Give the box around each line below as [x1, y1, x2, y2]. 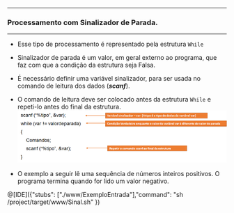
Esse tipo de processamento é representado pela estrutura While [17, 40, 204, 49]
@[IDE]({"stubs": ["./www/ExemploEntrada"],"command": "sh [7, 191, 183, 199]
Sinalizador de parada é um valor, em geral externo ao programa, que [17, 54, 217, 62]
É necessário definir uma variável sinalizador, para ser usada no [17, 74, 201, 83]
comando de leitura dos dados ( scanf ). [17, 81, 130, 90]
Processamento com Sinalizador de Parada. [7, 17, 158, 27]
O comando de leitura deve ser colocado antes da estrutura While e [17, 95, 211, 104]
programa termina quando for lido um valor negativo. [17, 177, 169, 185]
